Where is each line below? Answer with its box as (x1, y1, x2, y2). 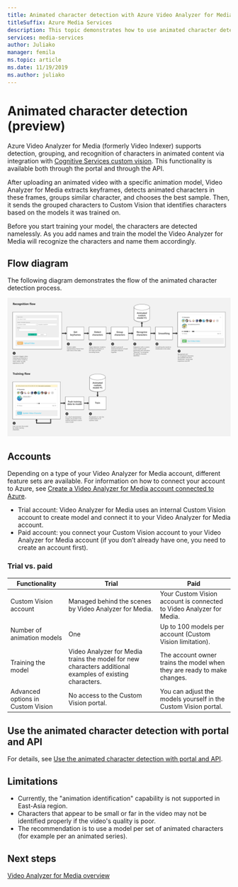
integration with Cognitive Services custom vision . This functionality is (7, 156, 212, 165)
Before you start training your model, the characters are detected (7, 222, 198, 230)
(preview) (7, 118, 66, 134)
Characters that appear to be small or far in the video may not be (17, 810, 207, 818)
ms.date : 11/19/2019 (7, 64, 69, 71)
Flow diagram (7, 257, 69, 269)
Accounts (7, 450, 52, 462)
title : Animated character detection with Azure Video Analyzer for (7, 11, 214, 18)
